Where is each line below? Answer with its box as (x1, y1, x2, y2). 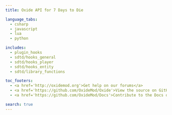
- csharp (10, 22, 29, 27)
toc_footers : (5, 78, 33, 84)
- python (10, 36, 29, 41)
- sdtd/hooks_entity (10, 64, 54, 69)
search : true (5, 102, 33, 107)
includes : (5, 45, 27, 50)
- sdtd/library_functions (10, 69, 66, 74)
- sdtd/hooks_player (10, 60, 54, 65)
